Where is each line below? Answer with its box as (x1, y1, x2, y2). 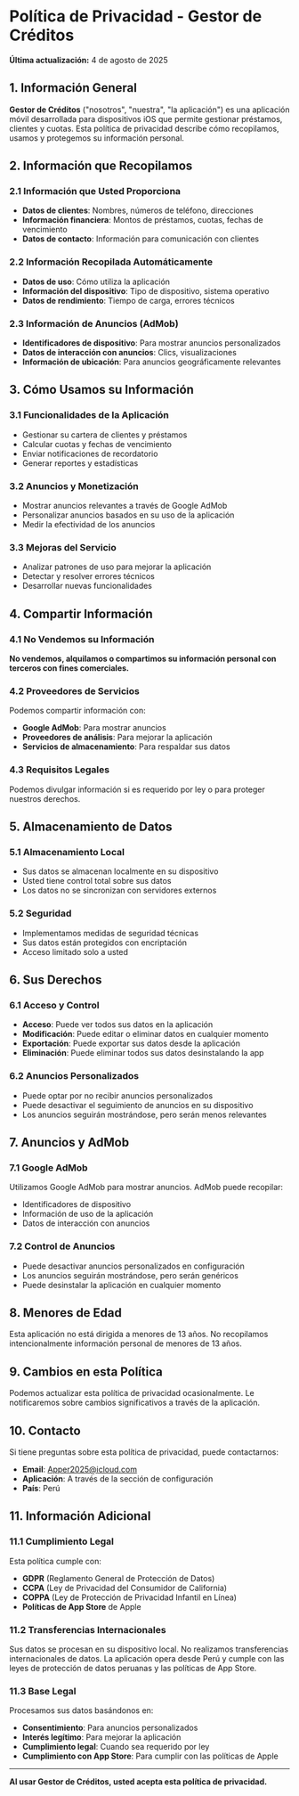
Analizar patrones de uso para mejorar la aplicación (21, 561, 212, 572)
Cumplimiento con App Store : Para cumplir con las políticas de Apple (21, 1751, 279, 1761)
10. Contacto (9, 1423, 82, 1438)
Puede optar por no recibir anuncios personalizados (21, 1090, 214, 1101)
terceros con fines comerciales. (9, 663, 130, 673)
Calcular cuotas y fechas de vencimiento (21, 438, 172, 449)
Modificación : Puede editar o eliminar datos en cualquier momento (21, 1029, 269, 1040)
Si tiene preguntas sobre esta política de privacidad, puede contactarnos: (9, 1446, 279, 1457)
